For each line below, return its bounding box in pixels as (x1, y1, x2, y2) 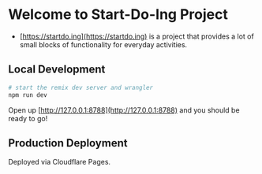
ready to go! (8, 113, 48, 123)
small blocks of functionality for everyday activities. (19, 39, 188, 49)
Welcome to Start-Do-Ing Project (8, 6, 229, 24)
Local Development (8, 63, 106, 76)
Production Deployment (8, 136, 128, 150)
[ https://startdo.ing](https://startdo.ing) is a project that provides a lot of (19, 31, 254, 41)
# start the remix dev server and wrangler (8, 83, 154, 91)
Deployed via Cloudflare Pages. (8, 157, 111, 167)
